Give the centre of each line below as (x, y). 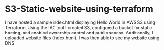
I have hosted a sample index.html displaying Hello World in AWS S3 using (80, 22)
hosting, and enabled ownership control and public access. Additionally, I (79, 33)
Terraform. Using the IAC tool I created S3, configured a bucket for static (79, 27)
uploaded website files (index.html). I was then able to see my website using (82, 38)
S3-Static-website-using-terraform (79, 9)
